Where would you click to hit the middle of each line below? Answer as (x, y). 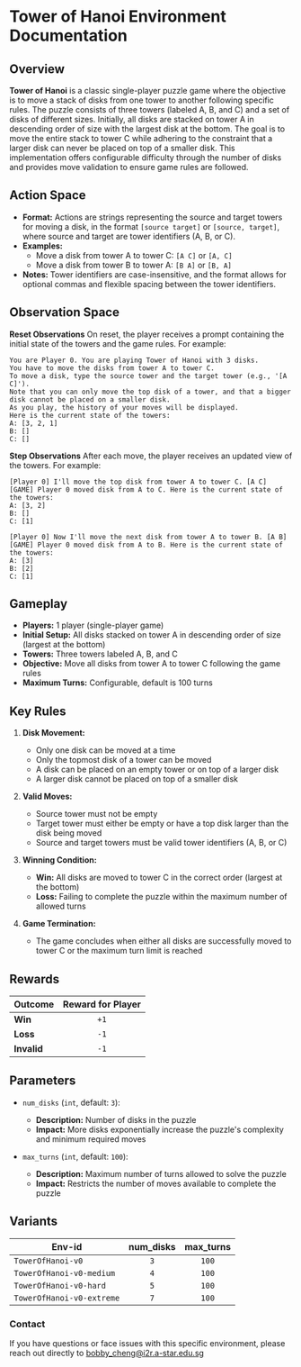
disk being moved (69, 833)
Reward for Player (102, 1004)
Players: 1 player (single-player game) (93, 625)
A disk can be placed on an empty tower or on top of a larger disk (157, 770)
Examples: (42, 246)
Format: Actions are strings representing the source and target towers (152, 217)
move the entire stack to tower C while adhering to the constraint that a (141, 138)
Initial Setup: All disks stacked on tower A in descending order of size (151, 635)
